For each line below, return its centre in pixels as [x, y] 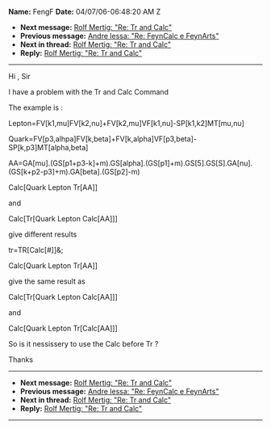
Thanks [21, 360]
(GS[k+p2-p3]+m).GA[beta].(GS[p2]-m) [74, 172]
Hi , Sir [19, 76]
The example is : [35, 107]
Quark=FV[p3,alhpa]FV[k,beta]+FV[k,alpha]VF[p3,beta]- [103, 139]
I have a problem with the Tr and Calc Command [89, 92]
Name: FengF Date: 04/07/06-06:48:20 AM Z [85, 12]
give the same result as [47, 281]
